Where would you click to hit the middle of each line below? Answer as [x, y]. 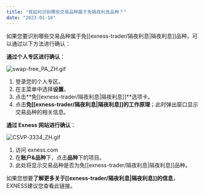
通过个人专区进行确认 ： [36, 56]
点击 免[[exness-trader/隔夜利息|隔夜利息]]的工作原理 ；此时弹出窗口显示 [107, 104]
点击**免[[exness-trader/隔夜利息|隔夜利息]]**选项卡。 [84, 97]
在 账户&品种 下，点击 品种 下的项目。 [60, 157]
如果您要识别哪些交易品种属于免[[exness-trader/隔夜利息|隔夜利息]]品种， [99, 36]
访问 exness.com [37, 150]
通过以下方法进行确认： [41, 43]
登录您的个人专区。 [39, 81]
